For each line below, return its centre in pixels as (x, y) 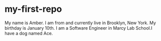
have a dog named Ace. (29, 33)
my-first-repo (33, 9)
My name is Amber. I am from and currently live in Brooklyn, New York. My (80, 23)
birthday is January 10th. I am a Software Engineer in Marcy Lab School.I (79, 28)
